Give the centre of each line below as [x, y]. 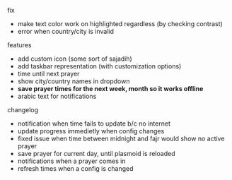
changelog [23, 110]
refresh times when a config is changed [75, 168]
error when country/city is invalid [66, 31]
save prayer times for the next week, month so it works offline [110, 89]
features [19, 45]
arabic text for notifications [57, 96]
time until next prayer [48, 74]
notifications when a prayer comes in [71, 161]
